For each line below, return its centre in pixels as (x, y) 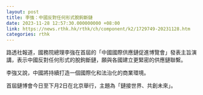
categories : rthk (28, 34)
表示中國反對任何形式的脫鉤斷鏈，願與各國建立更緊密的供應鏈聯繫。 (101, 60)
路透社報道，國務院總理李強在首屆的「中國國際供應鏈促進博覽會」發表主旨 (99, 53)
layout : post (23, 12)
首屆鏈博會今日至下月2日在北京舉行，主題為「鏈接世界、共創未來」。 (91, 86)
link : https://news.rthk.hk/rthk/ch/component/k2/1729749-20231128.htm (98, 29)
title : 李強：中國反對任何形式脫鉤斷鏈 (50, 18)
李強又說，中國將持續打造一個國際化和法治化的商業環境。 (78, 73)
